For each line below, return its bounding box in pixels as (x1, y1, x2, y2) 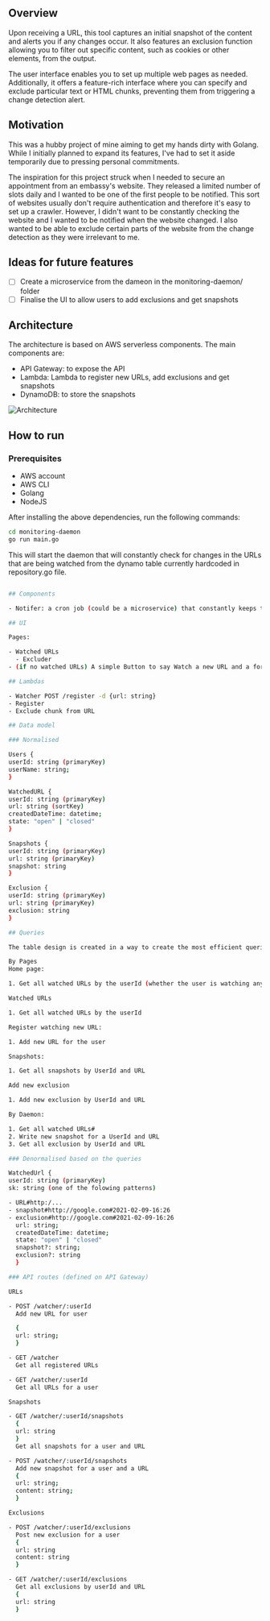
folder (19, 286, 40, 296)
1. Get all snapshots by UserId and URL (8, 1067, 146, 1075)
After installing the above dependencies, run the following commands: (8, 512, 241, 522)
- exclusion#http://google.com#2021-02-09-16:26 (8, 1213, 174, 1221)
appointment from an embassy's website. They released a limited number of (8, 180, 261, 190)
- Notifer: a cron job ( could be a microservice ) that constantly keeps (8, 604, 257, 612)
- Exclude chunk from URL (8, 707, 95, 715)
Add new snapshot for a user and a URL (15, 1464, 149, 1473)
